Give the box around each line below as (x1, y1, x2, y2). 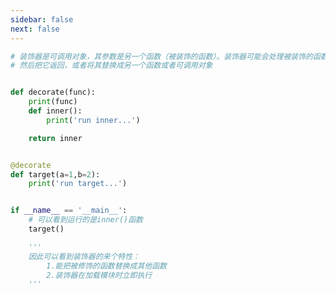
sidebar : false (10, 14, 74, 25)
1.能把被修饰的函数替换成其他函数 (46, 261, 167, 271)
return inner (28, 133, 83, 143)
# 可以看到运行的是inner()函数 (28, 215, 143, 225)
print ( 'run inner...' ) (46, 115, 141, 125)
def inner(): (28, 106, 83, 116)
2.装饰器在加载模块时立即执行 (46, 270, 153, 280)
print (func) (28, 97, 78, 107)
